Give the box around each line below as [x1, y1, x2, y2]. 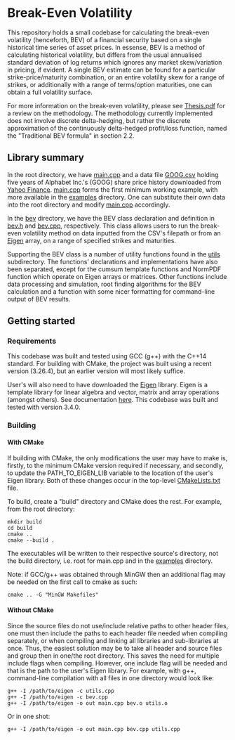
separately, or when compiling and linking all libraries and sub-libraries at [7, 636, 219, 644]
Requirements [7, 336, 57, 346]
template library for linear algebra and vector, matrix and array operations [7, 388, 220, 396]
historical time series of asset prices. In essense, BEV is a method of [7, 43, 206, 51]
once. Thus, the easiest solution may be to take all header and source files [7, 644, 222, 652]
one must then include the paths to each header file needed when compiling [7, 629, 228, 637]
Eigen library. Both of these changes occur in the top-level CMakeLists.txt [7, 476, 221, 484]
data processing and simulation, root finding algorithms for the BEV [7, 280, 201, 288]
